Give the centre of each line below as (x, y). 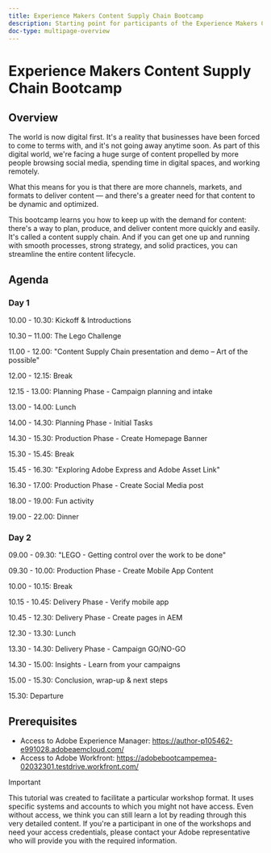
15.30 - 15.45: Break (42, 454)
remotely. (24, 171)
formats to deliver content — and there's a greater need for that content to (132, 195)
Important (25, 782)
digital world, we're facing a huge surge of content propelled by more (124, 154)
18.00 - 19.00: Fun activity (51, 501)
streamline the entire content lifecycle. (72, 254)
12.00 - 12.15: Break (40, 376)
